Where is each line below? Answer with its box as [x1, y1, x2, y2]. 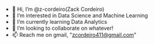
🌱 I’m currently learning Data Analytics [11, 18, 107, 25]
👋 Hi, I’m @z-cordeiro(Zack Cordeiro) [11, 6, 105, 12]
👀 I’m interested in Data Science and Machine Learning [11, 12, 149, 19]
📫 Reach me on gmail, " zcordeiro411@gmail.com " [11, 32, 137, 38]
